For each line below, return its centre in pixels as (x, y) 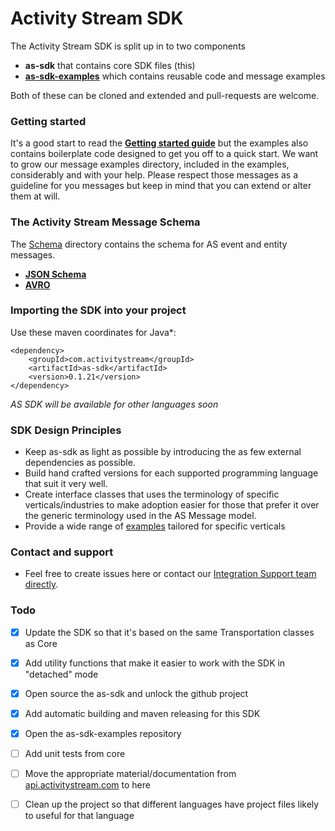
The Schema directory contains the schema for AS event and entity (149, 244)
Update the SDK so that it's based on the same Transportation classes (169, 632)
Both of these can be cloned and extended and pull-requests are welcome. (165, 95)
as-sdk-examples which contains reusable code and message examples (175, 76)
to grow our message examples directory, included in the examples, (150, 164)
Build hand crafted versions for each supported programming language (171, 473)
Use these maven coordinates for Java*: (93, 332)
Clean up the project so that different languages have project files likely (172, 804)
